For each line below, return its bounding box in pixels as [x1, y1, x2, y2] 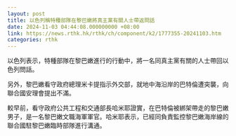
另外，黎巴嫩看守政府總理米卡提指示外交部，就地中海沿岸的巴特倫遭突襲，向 [7, 80, 229, 88]
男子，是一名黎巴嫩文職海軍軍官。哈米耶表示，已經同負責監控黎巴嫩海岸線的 [7, 113, 229, 121]
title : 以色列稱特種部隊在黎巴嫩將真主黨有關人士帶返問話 [7, 17, 155, 24]
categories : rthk [7, 36, 58, 43]
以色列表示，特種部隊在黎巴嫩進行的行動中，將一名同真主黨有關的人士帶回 [7, 57, 223, 65]
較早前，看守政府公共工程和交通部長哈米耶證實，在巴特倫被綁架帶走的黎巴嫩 [7, 104, 229, 112]
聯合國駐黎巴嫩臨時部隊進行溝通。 [7, 121, 106, 130]
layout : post [7, 10, 46, 18]
